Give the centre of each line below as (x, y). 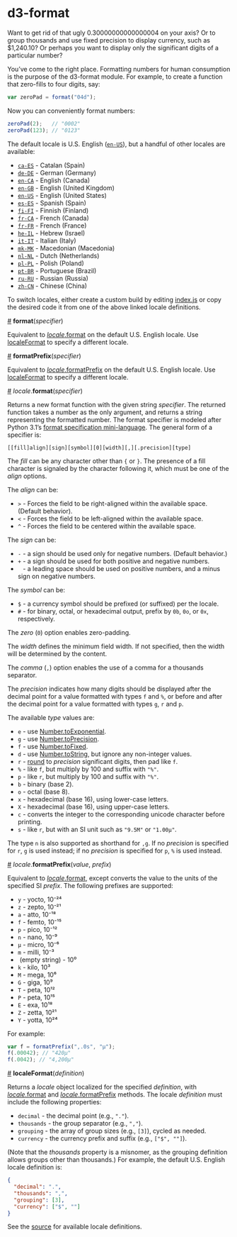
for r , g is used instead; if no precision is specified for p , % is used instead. (115, 850)
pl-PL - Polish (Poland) (51, 263)
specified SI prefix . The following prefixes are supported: (90, 885)
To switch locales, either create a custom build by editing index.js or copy (114, 299)
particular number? (35, 55)
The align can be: (33, 489)
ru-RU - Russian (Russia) (53, 278)
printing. (30, 821)
